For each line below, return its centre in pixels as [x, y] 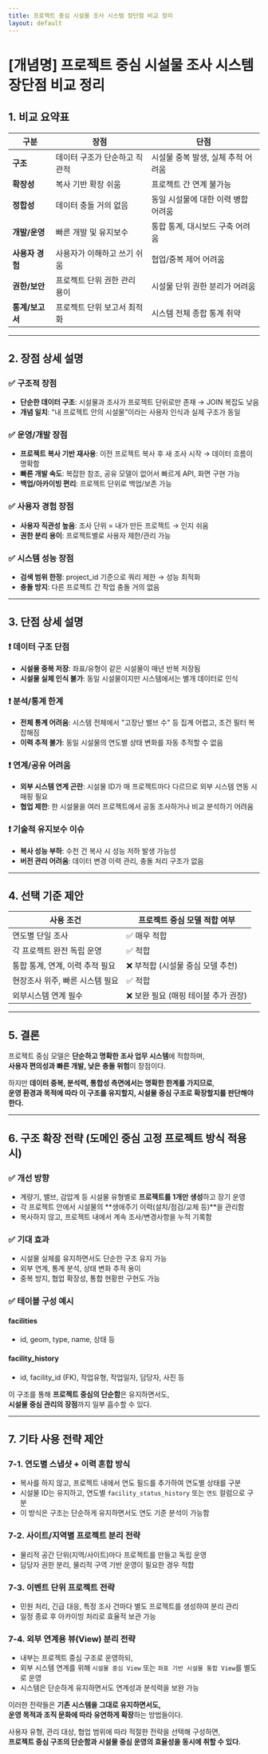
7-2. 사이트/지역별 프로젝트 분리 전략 [75, 1536]
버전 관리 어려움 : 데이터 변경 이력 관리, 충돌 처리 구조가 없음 [112, 861]
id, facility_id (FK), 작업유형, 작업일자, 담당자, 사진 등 [102, 1377]
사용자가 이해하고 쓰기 [95, 253]
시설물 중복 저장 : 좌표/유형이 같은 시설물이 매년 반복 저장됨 [110, 668]
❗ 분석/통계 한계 [36, 701]
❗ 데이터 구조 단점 [39, 647]
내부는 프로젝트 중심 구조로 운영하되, [76, 1658]
